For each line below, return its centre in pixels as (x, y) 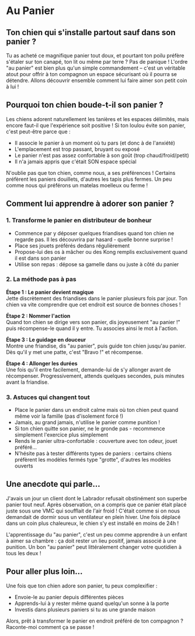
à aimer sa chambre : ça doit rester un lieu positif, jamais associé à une (91, 541)
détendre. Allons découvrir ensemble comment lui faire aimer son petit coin (97, 80)
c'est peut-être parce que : (39, 131)
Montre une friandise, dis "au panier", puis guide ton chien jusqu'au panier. (96, 346)
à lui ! (13, 87)
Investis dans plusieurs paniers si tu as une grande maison (85, 609)
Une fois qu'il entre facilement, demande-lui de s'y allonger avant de (88, 369)
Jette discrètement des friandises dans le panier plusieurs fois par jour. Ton (97, 298)
